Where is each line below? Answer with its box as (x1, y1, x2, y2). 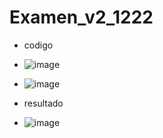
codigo (23, 39, 54, 51)
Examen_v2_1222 (9, 6, 154, 29)
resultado (23, 97, 64, 109)
